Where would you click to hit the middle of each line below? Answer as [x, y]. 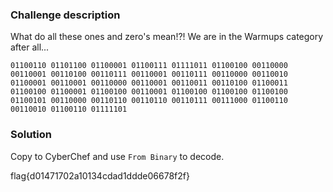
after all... [30, 47]
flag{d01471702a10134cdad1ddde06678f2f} [100, 175]
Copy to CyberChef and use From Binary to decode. [117, 156]
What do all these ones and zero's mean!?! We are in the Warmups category [167, 37]
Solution [31, 135]
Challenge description [65, 15]
